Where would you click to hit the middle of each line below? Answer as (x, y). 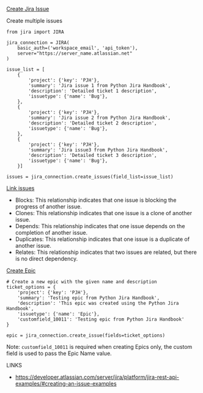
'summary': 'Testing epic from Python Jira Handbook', (89, 298)
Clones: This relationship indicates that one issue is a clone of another (104, 213)
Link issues (20, 188)
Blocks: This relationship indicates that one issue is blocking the (96, 200)
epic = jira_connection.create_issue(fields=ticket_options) (86, 335)
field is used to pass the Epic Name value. (59, 353)
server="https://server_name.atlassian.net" (75, 53)
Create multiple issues (35, 21)
